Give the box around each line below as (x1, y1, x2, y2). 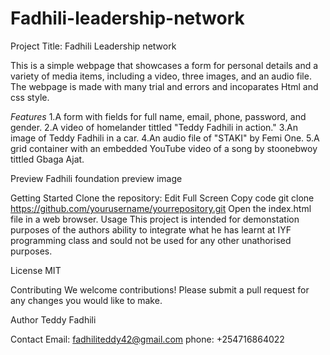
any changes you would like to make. (10, 294, 163, 306)
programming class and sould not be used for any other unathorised (10, 234, 292, 246)
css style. (10, 91, 50, 103)
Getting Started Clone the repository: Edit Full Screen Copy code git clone (10, 192, 315, 204)
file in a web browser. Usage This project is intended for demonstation (10, 213, 300, 225)
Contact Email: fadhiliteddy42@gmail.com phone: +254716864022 (10, 333, 285, 345)
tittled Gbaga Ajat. (10, 153, 85, 165)
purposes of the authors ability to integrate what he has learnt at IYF (10, 223, 292, 236)
